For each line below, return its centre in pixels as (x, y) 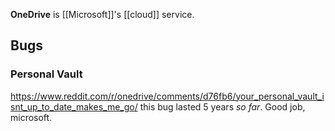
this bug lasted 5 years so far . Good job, (222, 106)
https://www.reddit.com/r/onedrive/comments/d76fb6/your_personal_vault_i (167, 96)
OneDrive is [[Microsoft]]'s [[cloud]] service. (102, 14)
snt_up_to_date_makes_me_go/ (74, 106)
